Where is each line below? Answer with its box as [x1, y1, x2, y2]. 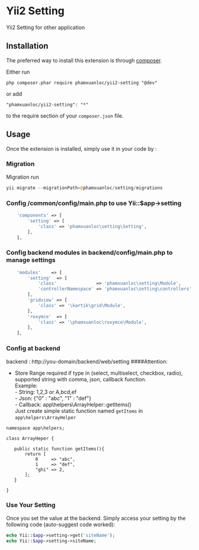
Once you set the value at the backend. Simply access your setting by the [6, 514, 186, 521]
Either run [6, 68, 30, 75]
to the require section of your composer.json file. [6, 112, 124, 119]
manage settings [6, 256, 56, 264]
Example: [14, 382, 38, 389]
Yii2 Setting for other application [6, 24, 85, 31]
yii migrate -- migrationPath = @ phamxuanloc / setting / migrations [6, 185, 163, 191]
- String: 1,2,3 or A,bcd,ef [14, 388, 77, 396]
